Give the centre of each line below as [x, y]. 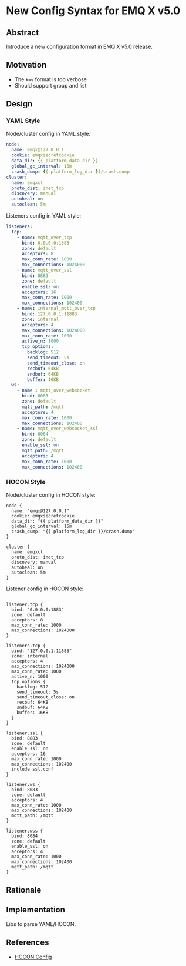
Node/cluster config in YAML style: [48, 133]
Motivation [26, 65]
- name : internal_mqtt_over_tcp [56, 309]
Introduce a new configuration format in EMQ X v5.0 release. [79, 46]
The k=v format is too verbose [50, 79]
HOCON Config [33, 957]
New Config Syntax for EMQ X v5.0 [93, 11]
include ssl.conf [33, 769]
